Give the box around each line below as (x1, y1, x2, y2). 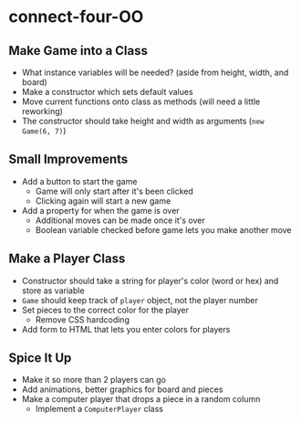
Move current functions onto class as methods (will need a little (21, 96, 261, 107)
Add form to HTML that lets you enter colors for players (21, 323, 231, 334)
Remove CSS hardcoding (35, 313, 130, 325)
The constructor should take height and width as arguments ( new (21, 116, 265, 126)
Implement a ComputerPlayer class (35, 404, 163, 415)
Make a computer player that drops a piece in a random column (21, 394, 261, 405)
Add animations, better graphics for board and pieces (21, 384, 223, 395)
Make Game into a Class (8, 43, 148, 58)
